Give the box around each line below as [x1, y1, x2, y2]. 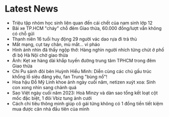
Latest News [5, 3, 59, 15]
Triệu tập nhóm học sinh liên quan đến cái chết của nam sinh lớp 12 [12, 20, 153, 26]
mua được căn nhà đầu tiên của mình [12, 106, 90, 112]
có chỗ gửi [12, 30, 35, 36]
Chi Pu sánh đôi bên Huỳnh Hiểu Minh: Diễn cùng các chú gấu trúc [12, 68, 152, 74]
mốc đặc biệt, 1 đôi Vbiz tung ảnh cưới [12, 95, 92, 101]
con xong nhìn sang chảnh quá [12, 84, 77, 90]
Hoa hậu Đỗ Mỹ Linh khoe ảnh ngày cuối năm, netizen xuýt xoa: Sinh [12, 79, 156, 85]
